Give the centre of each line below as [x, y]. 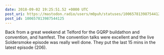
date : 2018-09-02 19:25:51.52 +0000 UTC [47, 9]
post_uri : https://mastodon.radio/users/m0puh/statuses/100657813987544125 [84, 14]
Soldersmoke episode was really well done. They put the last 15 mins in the [81, 42]
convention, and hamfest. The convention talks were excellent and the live [80, 37]
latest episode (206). [26, 48]
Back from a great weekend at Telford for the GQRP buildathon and [72, 32]
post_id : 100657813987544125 [35, 18]
